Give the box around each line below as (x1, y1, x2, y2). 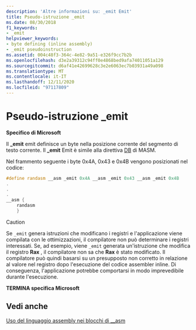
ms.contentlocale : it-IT (6, 74, 67, 79)
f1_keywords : (6, 25, 38, 31)
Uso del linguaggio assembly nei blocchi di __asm (6, 317, 126, 324)
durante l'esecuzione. (6, 273, 59, 280)
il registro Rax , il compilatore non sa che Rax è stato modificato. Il (6, 248, 166, 255)
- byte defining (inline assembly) (6, 41, 93, 47)
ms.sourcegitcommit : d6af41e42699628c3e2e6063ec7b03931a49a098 (6, 62, 164, 69)
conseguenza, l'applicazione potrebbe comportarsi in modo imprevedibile (6, 267, 184, 274)
